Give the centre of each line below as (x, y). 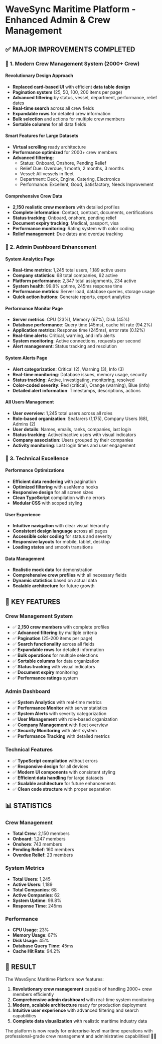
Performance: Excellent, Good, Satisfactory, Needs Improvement (87, 184)
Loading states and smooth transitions (53, 547)
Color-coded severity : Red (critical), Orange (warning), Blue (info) (81, 385)
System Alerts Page (26, 358)
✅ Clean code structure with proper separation (62, 789)
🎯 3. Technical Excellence (37, 458)
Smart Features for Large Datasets (42, 136)
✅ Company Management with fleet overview (60, 725)
